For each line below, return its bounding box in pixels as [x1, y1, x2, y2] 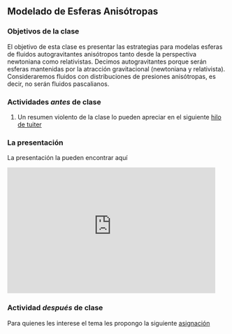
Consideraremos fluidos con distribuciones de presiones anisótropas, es [7, 72, 217, 80]
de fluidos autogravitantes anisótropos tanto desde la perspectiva [7, 50, 197, 58]
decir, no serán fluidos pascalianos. [7, 80, 110, 88]
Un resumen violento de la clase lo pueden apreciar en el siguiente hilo [17, 112, 222, 121]
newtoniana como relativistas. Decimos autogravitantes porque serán [7, 57, 208, 66]
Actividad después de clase [7, 303, 103, 313]
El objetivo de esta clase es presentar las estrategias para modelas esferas [7, 42, 223, 51]
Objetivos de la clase [7, 27, 80, 36]
